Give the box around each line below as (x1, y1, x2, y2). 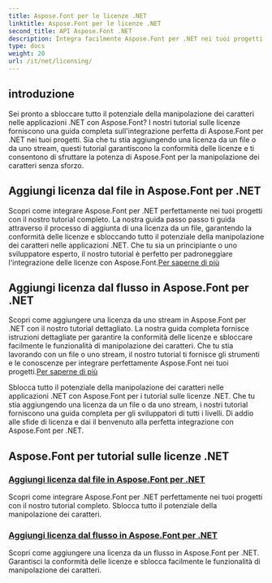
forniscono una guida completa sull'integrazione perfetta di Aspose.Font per (8, 126, 264, 136)
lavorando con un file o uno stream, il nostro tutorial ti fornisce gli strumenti (8, 350, 260, 360)
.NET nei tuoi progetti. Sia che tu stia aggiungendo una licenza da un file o (8, 135, 257, 145)
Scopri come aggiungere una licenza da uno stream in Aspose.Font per (8, 315, 247, 325)
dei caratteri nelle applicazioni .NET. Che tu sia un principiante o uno (8, 240, 238, 250)
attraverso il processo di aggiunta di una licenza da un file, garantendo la (8, 222, 252, 232)
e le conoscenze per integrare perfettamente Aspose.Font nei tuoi (8, 358, 229, 368)
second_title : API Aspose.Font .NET (8, 27, 132, 35)
